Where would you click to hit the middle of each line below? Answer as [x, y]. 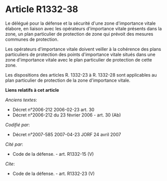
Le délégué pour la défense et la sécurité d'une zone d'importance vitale [80, 23]
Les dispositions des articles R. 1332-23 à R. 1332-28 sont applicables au [81, 75]
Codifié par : [18, 125]
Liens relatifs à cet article [32, 90]
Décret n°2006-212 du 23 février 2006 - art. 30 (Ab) [67, 115]
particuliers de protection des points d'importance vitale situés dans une [80, 54]
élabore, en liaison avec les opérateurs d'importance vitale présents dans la [83, 28]
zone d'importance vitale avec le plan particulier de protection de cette [79, 59]
